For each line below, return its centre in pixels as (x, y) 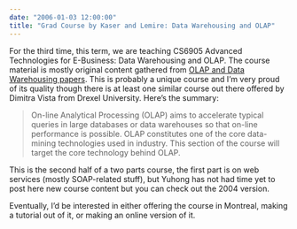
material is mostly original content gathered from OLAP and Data (127, 69)
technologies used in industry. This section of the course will (168, 143)
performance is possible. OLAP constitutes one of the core (138, 134)
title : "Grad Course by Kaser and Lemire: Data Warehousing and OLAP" (142, 26)
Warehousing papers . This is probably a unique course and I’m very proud (145, 79)
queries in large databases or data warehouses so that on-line (145, 124)
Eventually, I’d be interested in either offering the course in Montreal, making (148, 205)
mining (43, 143)
